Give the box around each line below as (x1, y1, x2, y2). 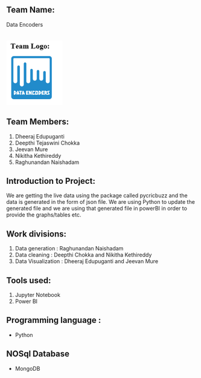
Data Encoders (6, 21, 43, 28)
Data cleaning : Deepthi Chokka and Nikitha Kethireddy (14, 251, 152, 259)
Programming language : (6, 315, 101, 325)
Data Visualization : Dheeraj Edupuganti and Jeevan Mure (14, 258, 159, 265)
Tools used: (6, 275, 51, 285)
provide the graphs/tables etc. (6, 211, 81, 218)
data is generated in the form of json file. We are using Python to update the (6, 198, 195, 206)
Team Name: (6, 5, 56, 15)
